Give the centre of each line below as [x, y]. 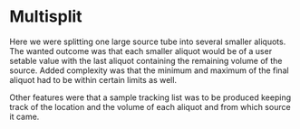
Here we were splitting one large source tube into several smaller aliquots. [148, 41]
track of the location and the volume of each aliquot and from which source [150, 106]
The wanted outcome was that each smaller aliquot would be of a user [141, 51]
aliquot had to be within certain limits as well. [93, 79]
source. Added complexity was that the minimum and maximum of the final [149, 70]
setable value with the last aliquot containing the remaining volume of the [146, 60]
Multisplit [46, 17]
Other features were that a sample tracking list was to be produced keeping [150, 97]
